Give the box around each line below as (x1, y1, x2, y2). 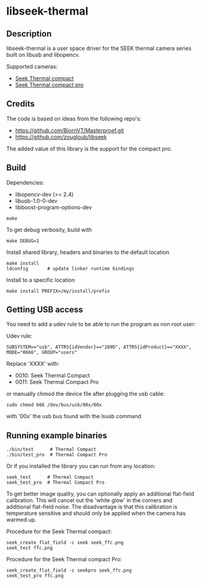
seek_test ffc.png (6, 545, 53, 552)
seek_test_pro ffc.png (6, 573, 64, 579)
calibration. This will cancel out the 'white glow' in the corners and (6, 497, 173, 504)
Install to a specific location (6, 276, 75, 284)
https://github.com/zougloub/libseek (15, 133, 107, 141)
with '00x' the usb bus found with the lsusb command (6, 413, 142, 420)
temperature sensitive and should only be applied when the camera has (6, 510, 186, 517)
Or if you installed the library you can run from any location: (6, 463, 156, 470)
